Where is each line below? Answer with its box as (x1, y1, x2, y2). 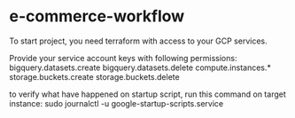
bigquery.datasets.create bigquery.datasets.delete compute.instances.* (9, 62, 272, 73)
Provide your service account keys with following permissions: (9, 52, 237, 63)
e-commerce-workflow (9, 6, 185, 27)
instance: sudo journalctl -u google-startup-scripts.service (9, 98, 224, 108)
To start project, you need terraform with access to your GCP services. (9, 35, 268, 46)
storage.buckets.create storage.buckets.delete (9, 71, 180, 82)
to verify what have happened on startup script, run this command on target (9, 89, 286, 99)
